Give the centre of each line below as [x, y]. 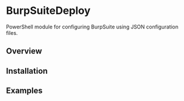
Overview [24, 51]
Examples [24, 91]
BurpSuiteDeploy [48, 11]
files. [12, 33]
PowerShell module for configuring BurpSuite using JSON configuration [92, 27]
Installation [27, 71]
